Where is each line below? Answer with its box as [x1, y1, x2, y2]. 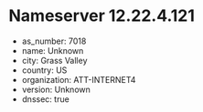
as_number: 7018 [21, 36, 87, 46]
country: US [21, 65, 68, 76]
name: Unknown [21, 45, 84, 56]
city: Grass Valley [21, 55, 88, 66]
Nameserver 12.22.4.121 [8, 5, 196, 26]
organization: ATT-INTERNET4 [21, 74, 136, 85]
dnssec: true [21, 93, 69, 105]
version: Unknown [21, 84, 91, 95]
